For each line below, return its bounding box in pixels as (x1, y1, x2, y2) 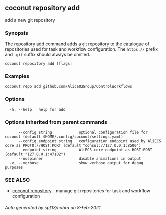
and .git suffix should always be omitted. (5, 52, 91, 58)
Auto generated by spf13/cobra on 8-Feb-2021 (5, 204, 101, 210)
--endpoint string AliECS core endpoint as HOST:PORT (18, 147, 153, 152)
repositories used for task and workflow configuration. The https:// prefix (5, 46, 158, 52)
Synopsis (5, 29, 28, 36)
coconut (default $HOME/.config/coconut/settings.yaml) (5, 134, 123, 139)
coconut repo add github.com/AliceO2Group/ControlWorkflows (5, 84, 133, 89)
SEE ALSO (5, 176, 30, 183)
